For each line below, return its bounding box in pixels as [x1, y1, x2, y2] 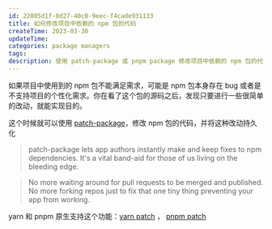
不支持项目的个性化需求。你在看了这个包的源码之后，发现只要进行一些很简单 [8, 90, 264, 100]
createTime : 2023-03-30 [8, 27, 89, 35]
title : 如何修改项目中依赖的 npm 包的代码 [8, 19, 137, 28]
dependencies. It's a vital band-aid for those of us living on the [28, 153, 238, 162]
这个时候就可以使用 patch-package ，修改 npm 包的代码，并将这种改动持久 [8, 118, 257, 127]
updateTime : [8, 34, 49, 43]
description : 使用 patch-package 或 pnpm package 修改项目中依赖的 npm [8, 58, 242, 66]
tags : [8, 50, 27, 58]
